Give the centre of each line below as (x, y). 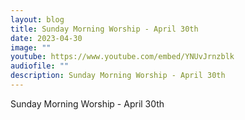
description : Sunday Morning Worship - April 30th (118, 76)
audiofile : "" (40, 66)
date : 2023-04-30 (46, 38)
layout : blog (37, 19)
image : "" (31, 47)
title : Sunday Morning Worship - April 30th (104, 29)
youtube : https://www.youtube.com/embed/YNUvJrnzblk (122, 57)
